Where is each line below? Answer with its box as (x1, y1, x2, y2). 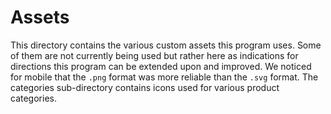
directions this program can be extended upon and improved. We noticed (10, 60, 312, 72)
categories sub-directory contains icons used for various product (10, 81, 280, 93)
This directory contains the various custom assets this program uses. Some (10, 39, 322, 51)
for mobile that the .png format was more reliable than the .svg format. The (10, 71, 319, 83)
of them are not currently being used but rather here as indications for (10, 49, 299, 61)
